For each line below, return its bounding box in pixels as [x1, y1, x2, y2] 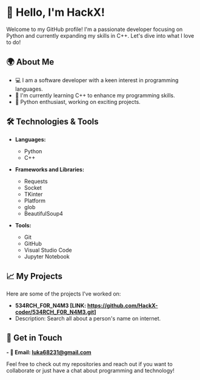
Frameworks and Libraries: [15, 165, 85, 173]
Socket [24, 184, 42, 191]
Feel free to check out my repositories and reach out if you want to [6, 361, 173, 368]
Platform [24, 197, 45, 204]
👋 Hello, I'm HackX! [6, 5, 105, 19]
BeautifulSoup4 [24, 210, 64, 217]
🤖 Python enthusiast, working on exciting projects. [15, 98, 141, 105]
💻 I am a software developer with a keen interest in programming [15, 76, 179, 84]
